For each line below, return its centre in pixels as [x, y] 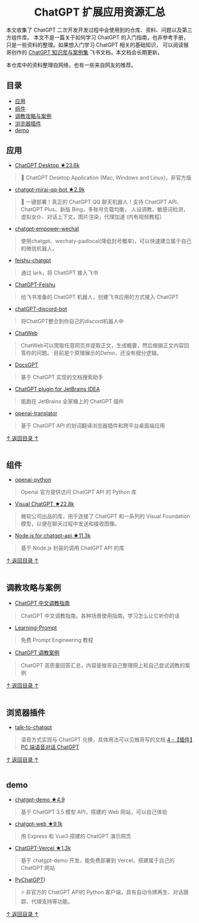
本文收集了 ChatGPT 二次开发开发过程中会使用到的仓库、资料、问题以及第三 [99, 30]
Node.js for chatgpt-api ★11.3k [53, 536]
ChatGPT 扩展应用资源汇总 [100, 12]
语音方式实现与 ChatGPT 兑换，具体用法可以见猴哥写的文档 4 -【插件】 [107, 740]
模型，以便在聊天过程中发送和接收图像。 [70, 524]
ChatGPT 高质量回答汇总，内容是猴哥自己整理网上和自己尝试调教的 [103, 665]
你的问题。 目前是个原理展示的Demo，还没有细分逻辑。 [94, 353]
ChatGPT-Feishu [35, 285]
